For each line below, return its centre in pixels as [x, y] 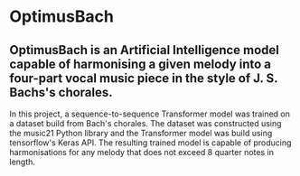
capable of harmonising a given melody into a [141, 64]
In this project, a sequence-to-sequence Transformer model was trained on [150, 114]
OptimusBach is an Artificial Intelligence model [145, 50]
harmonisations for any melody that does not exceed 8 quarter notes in [141, 152]
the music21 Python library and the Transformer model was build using [141, 133]
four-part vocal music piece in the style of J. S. [144, 78]
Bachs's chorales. [61, 92]
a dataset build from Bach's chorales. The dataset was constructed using [145, 123]
